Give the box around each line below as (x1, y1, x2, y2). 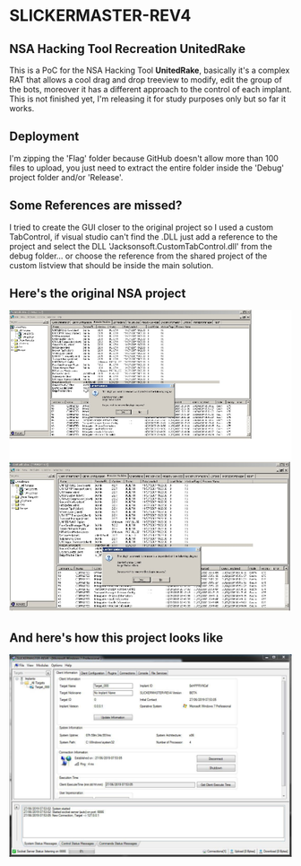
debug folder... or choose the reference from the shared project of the (9, 250, 268, 261)
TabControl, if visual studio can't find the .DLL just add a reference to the (9, 231, 278, 242)
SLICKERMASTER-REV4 (9, 5, 192, 26)
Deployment (9, 129, 80, 144)
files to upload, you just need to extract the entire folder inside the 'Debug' (9, 162, 285, 173)
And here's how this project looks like (9, 630, 224, 645)
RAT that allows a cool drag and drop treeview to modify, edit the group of (9, 74, 282, 85)
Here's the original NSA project (9, 286, 186, 302)
